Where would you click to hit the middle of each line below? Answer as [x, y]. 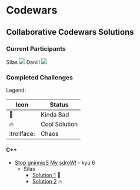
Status [59, 105]
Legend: [16, 90]
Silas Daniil [23, 62]
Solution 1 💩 [46, 175]
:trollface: [22, 134]
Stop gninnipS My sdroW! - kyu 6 [55, 163]
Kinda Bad [55, 115]
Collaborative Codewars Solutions [70, 32]
